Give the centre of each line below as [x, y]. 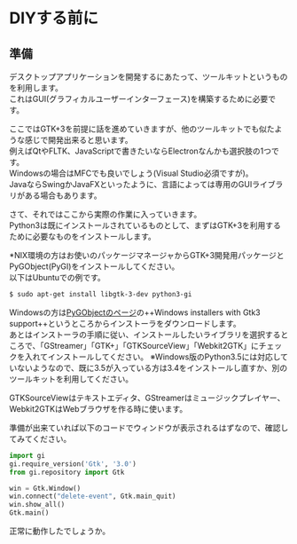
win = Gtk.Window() [45, 488]
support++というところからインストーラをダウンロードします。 [125, 323]
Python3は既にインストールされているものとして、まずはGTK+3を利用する [145, 225]
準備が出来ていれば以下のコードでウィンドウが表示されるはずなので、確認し [149, 428]
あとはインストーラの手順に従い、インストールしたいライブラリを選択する [145, 335]
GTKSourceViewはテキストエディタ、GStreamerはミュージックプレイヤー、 [147, 398]
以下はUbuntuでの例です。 [57, 277]
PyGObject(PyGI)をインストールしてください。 [94, 266]
